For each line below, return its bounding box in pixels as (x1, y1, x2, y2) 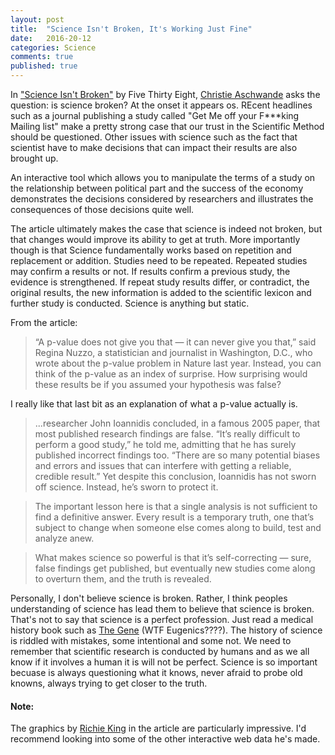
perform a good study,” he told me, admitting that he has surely (34, 439, 297, 450)
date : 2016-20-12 (10, 33, 92, 43)
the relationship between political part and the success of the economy (10, 182, 304, 194)
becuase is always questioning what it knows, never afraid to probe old (10, 667, 303, 678)
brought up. (10, 152, 59, 164)
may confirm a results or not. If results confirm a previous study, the (10, 266, 291, 277)
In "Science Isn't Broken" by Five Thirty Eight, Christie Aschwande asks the (10, 89, 321, 100)
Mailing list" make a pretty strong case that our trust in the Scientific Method (10, 121, 325, 132)
